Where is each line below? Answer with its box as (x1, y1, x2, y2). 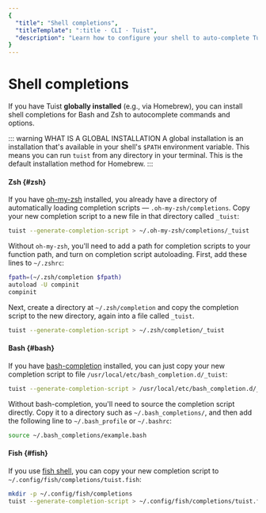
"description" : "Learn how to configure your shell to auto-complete (15, 33, 249, 42)
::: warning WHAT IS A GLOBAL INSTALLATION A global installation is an (8, 134, 244, 144)
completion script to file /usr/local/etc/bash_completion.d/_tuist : (8, 369, 228, 379)
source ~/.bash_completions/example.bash (8, 431, 147, 439)
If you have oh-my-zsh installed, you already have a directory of (8, 195, 218, 205)
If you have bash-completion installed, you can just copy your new (8, 361, 226, 370)
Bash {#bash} (8, 343, 55, 353)
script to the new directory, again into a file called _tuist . (8, 311, 195, 320)
